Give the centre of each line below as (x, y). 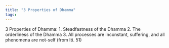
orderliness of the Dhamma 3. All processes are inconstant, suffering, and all (85, 34)
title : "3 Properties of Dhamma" (40, 10)
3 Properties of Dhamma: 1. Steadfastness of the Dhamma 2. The (73, 29)
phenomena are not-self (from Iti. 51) (44, 40)
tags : (11, 15)
